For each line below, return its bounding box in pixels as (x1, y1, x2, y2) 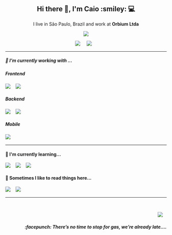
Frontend (5, 70, 26, 76)
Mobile (5, 121, 20, 127)
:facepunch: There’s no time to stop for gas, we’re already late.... (25, 224, 167, 230)
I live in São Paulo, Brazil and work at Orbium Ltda (33, 20, 139, 27)
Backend (5, 96, 25, 102)
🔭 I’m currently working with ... (5, 57, 73, 63)
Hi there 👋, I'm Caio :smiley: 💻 (36, 5, 136, 13)
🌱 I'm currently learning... (5, 151, 61, 157)
